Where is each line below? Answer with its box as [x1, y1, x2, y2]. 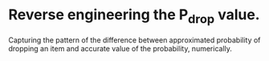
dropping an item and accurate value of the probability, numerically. [8, 43, 233, 53]
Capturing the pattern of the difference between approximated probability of [8, 35, 261, 45]
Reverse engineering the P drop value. [8, 6, 260, 26]
